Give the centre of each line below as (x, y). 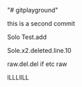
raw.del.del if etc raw (37, 64)
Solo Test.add (27, 37)
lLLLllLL (18, 77)
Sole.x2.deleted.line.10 (39, 50)
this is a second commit (41, 23)
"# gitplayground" (33, 10)
